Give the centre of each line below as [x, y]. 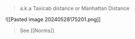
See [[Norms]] [37, 30]
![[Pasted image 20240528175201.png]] [53, 19]
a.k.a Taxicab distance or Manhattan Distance [74, 8]
